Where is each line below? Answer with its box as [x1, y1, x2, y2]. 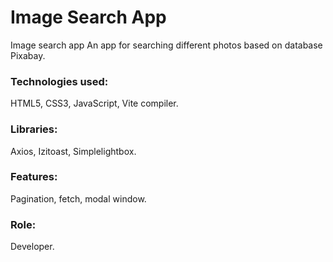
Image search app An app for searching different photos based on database [10, 39, 323, 51]
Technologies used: [10, 74, 109, 88]
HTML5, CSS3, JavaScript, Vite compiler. [10, 97, 179, 110]
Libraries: [10, 122, 58, 136]
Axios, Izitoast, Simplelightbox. [10, 145, 137, 157]
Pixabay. [10, 49, 46, 61]
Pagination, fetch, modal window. [10, 192, 147, 205]
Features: [10, 170, 58, 184]
